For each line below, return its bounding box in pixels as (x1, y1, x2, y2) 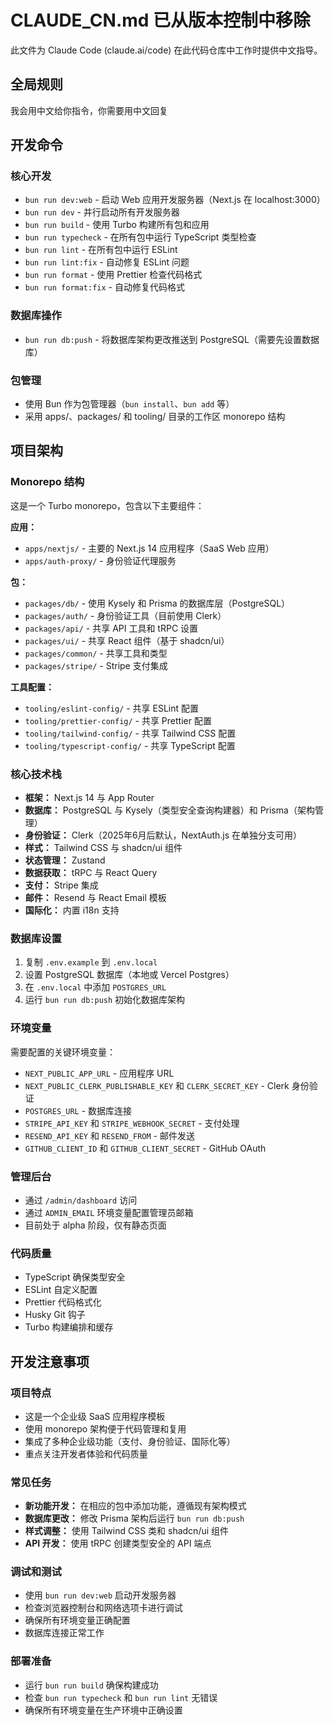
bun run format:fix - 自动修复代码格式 (24, 281, 185, 293)
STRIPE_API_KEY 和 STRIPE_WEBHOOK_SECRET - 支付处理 (24, 1117, 240, 1129)
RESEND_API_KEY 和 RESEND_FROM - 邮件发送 (24, 1129, 195, 1141)
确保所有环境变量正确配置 (24, 1614, 131, 1626)
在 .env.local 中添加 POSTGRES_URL (24, 981, 167, 993)
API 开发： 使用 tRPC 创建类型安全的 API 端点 (24, 1537, 212, 1550)
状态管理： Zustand (24, 854, 106, 866)
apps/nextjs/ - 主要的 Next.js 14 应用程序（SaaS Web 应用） (24, 542, 275, 554)
